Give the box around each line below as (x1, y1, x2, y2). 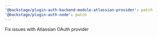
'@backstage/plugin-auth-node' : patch (5, 12, 87, 17)
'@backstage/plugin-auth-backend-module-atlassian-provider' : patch (5, 7, 153, 13)
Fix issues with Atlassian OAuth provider (5, 26, 89, 32)
